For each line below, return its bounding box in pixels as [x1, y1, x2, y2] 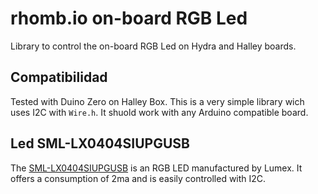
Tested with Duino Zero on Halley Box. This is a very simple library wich [10, 95, 305, 107]
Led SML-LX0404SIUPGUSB [10, 135, 190, 152]
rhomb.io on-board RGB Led [10, 7, 248, 30]
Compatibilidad [10, 69, 108, 86]
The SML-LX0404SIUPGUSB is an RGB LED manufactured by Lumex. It [10, 162, 303, 174]
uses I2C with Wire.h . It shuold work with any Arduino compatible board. [10, 106, 309, 118]
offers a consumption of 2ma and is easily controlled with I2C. [10, 172, 267, 184]
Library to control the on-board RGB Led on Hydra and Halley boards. [10, 40, 297, 52]
